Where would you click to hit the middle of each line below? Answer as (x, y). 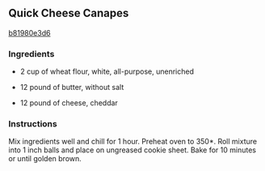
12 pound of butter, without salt (72, 88)
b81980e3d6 (29, 32)
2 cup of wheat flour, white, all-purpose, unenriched (107, 71)
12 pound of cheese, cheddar (69, 103)
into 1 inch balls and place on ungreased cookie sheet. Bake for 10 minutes (132, 150)
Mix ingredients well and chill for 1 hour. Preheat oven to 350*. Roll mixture (132, 142)
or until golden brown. (45, 159)
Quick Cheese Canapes (69, 13)
